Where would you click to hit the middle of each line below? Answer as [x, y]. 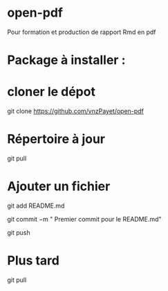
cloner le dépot [51, 92]
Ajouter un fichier [59, 186]
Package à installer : [66, 60]
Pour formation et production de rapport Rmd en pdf [82, 32]
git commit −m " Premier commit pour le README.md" [84, 219]
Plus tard [34, 261]
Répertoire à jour [56, 139]
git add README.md [36, 206]
